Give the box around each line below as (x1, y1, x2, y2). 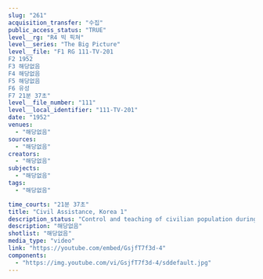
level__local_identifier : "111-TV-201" (8, 107, 139, 114)
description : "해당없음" (8, 223, 83, 230)
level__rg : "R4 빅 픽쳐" (8, 33, 85, 42)
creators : (8, 150, 41, 158)
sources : (8, 135, 37, 143)
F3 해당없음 (8, 63, 41, 71)
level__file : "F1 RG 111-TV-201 (8, 48, 113, 56)
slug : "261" (8, 11, 47, 20)
